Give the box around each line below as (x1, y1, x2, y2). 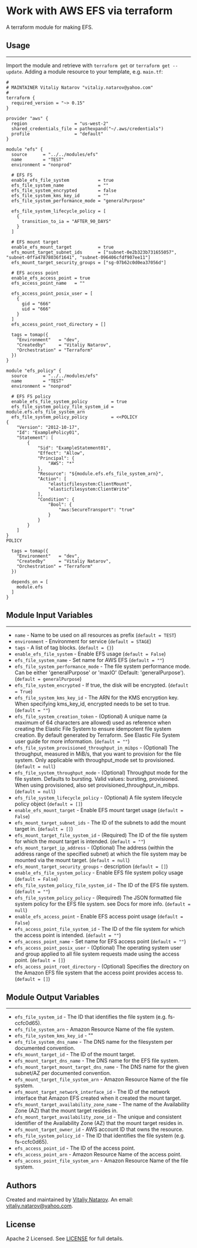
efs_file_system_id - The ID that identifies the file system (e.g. (14, 1013, 167, 1020)
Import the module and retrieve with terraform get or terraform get (6, 62, 171, 69)
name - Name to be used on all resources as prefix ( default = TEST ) (14, 631, 176, 638)
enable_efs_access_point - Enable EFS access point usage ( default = (14, 913, 184, 920)
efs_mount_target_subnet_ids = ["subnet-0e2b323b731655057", (11, 249, 177, 255)
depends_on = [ (11, 578, 49, 585)
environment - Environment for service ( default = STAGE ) (14, 637, 151, 645)
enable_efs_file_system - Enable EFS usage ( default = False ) (14, 650, 166, 657)
